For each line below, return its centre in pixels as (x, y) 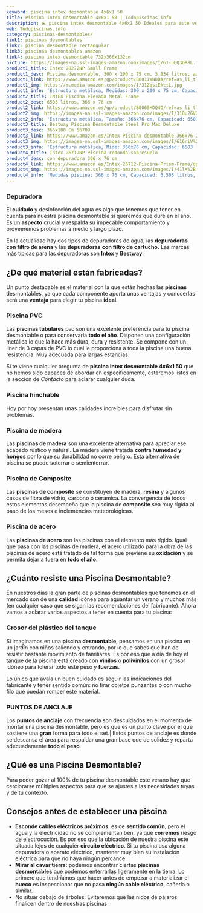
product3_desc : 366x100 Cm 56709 (48, 130)
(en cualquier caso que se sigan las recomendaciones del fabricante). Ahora (101, 606)
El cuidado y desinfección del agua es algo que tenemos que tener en (94, 210)
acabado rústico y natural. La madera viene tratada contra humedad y (94, 450)
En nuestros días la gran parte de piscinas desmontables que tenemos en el (101, 593)
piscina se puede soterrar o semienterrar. (58, 463)
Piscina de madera (34, 430)
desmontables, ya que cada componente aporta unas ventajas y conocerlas (101, 294)
